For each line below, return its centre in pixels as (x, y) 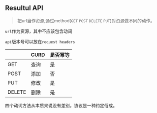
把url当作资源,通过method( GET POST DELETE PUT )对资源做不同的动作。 (86, 20)
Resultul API (24, 8)
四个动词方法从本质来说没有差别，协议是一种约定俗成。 (61, 105)
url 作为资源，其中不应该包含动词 (39, 31)
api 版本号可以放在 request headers (40, 41)
